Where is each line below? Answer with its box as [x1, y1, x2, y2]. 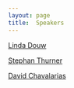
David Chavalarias [8, 71, 66, 80]
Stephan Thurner [8, 56, 63, 65]
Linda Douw [8, 40, 47, 49]
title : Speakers [8, 19, 65, 27]
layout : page [8, 11, 51, 20]
